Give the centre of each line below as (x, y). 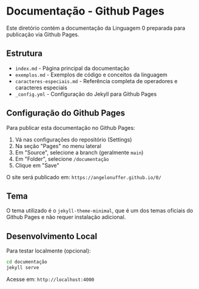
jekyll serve (23, 268)
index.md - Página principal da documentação (72, 68)
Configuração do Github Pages (66, 113)
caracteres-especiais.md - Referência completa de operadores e (96, 81)
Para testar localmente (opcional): (49, 251)
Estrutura (25, 54)
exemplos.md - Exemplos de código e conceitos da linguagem (91, 75)
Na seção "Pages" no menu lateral (58, 146)
